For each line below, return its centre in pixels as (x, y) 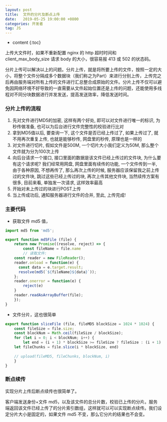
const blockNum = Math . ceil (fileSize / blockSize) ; (69, 333)
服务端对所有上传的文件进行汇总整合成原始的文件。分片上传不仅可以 (88, 82)
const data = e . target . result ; (51, 267)
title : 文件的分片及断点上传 (33, 14)
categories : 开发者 (24, 24)
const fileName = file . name (52, 249)
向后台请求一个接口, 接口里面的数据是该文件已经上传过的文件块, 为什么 (84, 158)
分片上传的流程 (23, 109)
